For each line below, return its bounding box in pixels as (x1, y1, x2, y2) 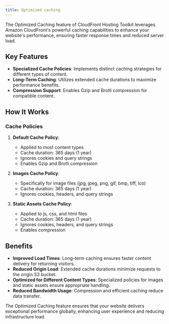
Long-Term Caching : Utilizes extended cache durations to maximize (12, 77, 157, 83)
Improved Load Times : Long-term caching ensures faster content (12, 255, 151, 261)
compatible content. (12, 93, 55, 99)
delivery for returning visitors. (12, 260, 75, 267)
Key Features (5, 52, 48, 61)
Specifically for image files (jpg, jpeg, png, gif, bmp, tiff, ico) (20, 180, 146, 186)
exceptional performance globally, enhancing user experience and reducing (5, 308, 164, 314)
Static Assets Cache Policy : (12, 201, 72, 207)
